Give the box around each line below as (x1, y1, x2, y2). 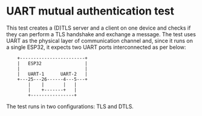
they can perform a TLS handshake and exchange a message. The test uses (6, 30, 197, 37)
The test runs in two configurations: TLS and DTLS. (6, 103, 134, 110)
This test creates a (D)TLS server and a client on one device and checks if (6, 24, 191, 31)
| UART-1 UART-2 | (17, 71, 88, 77)
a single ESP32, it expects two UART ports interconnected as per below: (6, 43, 186, 51)
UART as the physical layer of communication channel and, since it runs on (6, 37, 194, 44)
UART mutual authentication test (6, 4, 174, 18)
